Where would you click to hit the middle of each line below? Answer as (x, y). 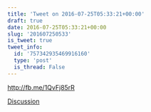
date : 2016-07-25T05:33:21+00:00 (57, 27)
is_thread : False (40, 67)
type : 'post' (33, 61)
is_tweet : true (30, 41)
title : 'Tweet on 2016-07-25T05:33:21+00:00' (76, 14)
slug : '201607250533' (40, 34)
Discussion (24, 101)
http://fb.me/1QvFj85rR (41, 87)
